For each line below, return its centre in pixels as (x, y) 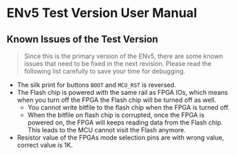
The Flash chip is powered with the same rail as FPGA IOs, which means (122, 92)
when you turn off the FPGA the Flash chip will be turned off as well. (117, 100)
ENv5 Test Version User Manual (102, 13)
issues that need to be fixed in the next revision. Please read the (118, 64)
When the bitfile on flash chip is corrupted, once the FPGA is (116, 115)
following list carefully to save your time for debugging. (105, 71)
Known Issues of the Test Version (83, 39)
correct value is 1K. (45, 145)
